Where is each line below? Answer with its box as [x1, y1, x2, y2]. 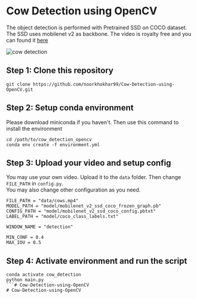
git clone [6, 81, 31, 87]
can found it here [6, 36, 48, 44]
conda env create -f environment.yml [6, 141, 100, 147]
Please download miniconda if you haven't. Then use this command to [6, 118, 179, 126]
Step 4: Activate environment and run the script [6, 255, 187, 266]
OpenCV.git [6, 87, 33, 93]
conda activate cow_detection [6, 272, 82, 278]
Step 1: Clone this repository [6, 66, 113, 76]
